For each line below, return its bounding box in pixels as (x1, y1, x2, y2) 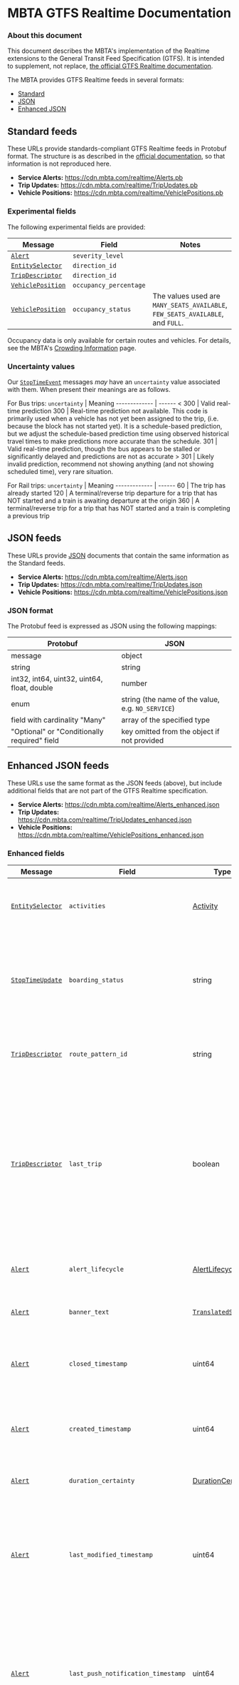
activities (68, 902, 106, 910)
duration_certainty (68, 1477, 135, 1485)
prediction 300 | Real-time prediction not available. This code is (21, 406, 208, 415)
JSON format (7, 605, 53, 615)
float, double (11, 683, 53, 693)
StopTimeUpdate (11, 976, 63, 985)
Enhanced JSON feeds (7, 760, 110, 772)
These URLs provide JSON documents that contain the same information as (7, 551, 230, 560)
